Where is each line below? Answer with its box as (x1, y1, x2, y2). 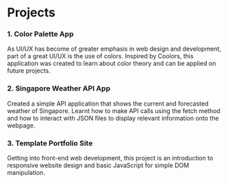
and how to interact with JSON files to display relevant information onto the (7, 114, 219, 122)
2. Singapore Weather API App (7, 84, 111, 93)
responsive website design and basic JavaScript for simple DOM (7, 161, 190, 169)
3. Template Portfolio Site (7, 138, 93, 148)
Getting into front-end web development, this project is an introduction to (7, 154, 214, 162)
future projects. (7, 66, 51, 75)
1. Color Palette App (7, 29, 74, 39)
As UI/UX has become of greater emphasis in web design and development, (7, 45, 221, 53)
